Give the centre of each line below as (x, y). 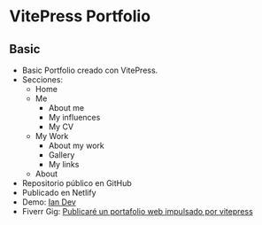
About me (66, 108)
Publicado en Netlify (59, 193)
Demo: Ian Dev (49, 202)
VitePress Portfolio (80, 16)
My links (64, 164)
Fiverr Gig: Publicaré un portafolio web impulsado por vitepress (138, 211)
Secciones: (42, 80)
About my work (76, 145)
